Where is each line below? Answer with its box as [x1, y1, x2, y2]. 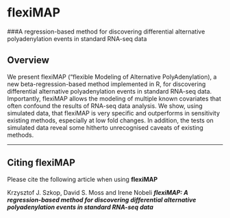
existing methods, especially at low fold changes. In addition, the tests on [7, 116, 214, 124]
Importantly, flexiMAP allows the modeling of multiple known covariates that [7, 94, 221, 103]
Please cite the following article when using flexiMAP [7, 175, 158, 183]
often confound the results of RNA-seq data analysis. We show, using [7, 101, 203, 110]
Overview [7, 55, 50, 66]
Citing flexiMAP [7, 157, 75, 169]
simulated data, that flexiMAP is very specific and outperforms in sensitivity [7, 109, 220, 117]
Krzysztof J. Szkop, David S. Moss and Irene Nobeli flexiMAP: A [7, 188, 188, 196]
